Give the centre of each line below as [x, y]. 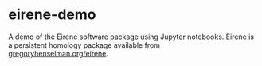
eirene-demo [52, 15]
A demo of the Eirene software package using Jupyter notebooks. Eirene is [131, 37]
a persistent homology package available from [84, 45]
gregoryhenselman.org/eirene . [59, 53]
